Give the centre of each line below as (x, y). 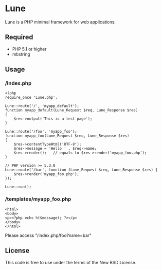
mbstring (21, 54)
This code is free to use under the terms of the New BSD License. (71, 262)
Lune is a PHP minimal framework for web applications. (60, 22)
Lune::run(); (18, 187)
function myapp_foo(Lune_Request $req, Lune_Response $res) (67, 136)
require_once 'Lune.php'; (31, 98)
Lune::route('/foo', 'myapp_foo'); (41, 132)
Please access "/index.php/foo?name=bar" (48, 235)
